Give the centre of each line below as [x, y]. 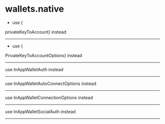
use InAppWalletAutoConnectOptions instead [51, 83]
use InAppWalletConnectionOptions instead [49, 97]
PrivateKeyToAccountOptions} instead [44, 55]
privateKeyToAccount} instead [36, 32]
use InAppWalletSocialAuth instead [41, 111]
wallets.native [35, 9]
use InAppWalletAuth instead [34, 69]
